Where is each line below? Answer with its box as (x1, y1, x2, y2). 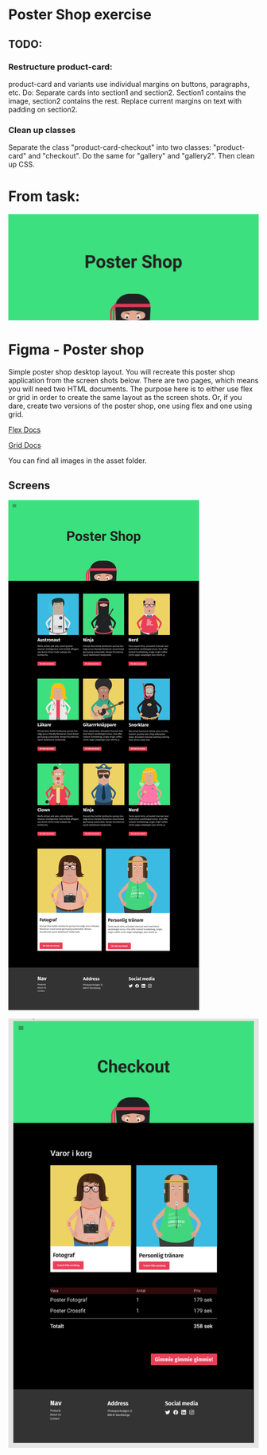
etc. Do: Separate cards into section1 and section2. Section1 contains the (8, 88, 246, 97)
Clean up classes (8, 124, 76, 135)
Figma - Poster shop (8, 340, 145, 359)
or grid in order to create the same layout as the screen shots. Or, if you (8, 392, 242, 402)
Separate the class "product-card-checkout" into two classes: (8, 143, 212, 152)
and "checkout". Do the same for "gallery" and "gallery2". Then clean (28, 151, 255, 161)
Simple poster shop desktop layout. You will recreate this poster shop (8, 367, 236, 376)
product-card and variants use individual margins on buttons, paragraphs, (8, 79, 250, 88)
